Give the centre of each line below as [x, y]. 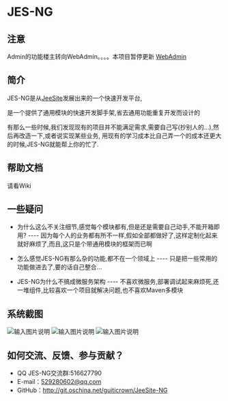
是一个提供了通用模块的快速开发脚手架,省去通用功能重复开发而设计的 [104, 112]
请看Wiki [19, 185]
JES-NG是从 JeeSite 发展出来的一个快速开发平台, [75, 98]
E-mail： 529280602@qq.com [59, 382]
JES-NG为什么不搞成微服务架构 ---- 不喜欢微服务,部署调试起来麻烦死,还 [118, 282]
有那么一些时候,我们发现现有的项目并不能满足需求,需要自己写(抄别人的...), [110, 127]
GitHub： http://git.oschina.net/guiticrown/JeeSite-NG [92, 390]
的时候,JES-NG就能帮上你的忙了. [53, 144]
